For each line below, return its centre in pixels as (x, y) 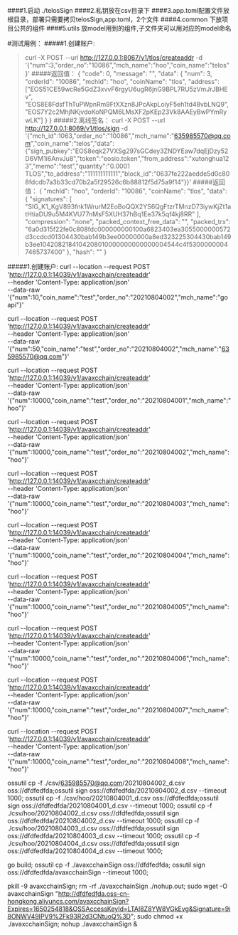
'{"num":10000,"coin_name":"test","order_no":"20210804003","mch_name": (118, 503)
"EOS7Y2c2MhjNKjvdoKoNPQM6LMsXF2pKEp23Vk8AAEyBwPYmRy (126, 112)
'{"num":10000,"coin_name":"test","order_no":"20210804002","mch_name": (118, 452)
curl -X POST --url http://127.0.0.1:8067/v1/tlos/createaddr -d (113, 58)
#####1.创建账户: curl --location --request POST (79, 266)
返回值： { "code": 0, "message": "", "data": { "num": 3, (131, 74)
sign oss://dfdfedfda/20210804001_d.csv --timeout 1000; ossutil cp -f (110, 805)
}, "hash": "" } (87, 252)
